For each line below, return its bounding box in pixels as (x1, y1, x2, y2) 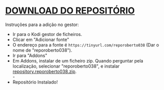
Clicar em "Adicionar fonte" (12, 36, 69, 42)
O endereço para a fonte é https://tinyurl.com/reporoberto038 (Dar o (12, 41, 159, 47)
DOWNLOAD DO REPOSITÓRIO (5, 5, 135, 16)
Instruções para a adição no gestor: (5, 21, 79, 27)
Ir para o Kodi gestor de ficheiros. (12, 31, 82, 37)
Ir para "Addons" (12, 52, 48, 58)
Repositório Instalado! (12, 79, 58, 85)
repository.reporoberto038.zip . (12, 68, 77, 74)
